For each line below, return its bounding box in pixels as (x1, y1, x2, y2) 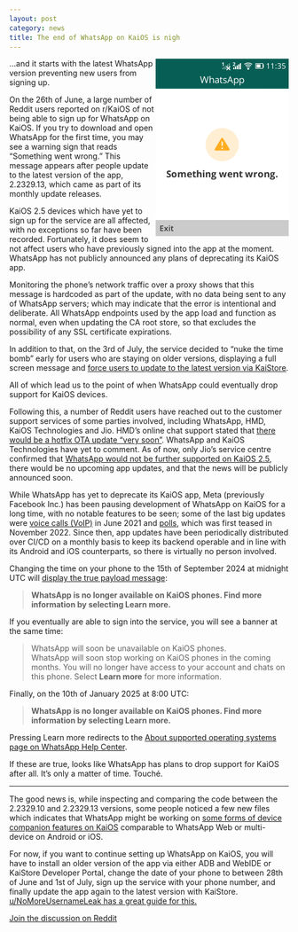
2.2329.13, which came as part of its (9, 179, 142, 190)
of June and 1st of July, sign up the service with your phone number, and (9, 877, 276, 888)
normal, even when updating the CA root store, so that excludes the (9, 317, 256, 328)
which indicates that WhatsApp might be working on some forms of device (9, 812, 282, 824)
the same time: (9, 626, 64, 637)
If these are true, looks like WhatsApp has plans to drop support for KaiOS (9, 759, 279, 770)
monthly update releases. (9, 189, 102, 200)
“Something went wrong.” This (9, 151, 122, 161)
